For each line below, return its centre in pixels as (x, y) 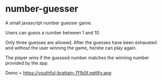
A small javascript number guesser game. (49, 23)
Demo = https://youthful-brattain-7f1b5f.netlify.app (58, 73)
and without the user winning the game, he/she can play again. (71, 48)
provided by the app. (27, 63)
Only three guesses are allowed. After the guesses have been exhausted (81, 42)
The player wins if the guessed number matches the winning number (77, 57)
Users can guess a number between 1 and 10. (53, 32)
